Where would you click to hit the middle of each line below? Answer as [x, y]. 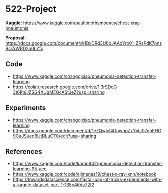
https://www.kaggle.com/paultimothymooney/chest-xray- [82, 23]
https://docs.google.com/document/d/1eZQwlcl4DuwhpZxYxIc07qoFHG [87, 130]
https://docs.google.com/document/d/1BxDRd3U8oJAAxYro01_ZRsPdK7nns [83, 43]
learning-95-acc [29, 169]
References [24, 152]
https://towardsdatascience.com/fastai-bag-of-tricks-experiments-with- [88, 180]
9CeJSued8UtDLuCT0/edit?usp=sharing [54, 136]
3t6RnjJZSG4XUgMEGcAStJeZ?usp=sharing [59, 92]
